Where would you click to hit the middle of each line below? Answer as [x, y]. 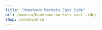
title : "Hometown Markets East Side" [45, 10]
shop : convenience [25, 19]
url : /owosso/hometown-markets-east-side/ [51, 15]
